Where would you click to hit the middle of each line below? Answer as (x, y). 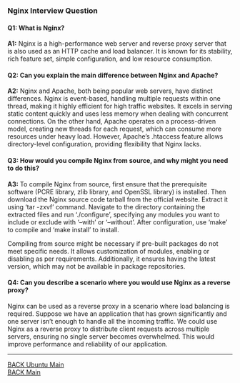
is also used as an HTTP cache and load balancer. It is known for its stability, (120, 51)
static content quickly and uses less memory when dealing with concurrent (118, 114)
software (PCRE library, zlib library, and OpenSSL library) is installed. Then (117, 191)
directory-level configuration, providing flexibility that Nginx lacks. (105, 144)
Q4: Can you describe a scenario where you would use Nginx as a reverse (119, 283)
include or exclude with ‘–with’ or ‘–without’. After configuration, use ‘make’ (117, 222)
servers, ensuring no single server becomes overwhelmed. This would (111, 336)
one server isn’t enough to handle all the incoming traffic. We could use (112, 321)
